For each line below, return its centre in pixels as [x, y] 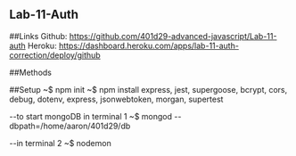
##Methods [30, 72]
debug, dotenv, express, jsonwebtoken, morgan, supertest [116, 99]
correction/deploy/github [55, 55]
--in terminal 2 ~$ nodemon [60, 143]
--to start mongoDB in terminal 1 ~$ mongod [90, 116]
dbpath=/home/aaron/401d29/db [70, 126]
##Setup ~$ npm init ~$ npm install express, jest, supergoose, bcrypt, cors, [148, 89]
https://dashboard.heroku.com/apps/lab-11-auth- [148, 45]
